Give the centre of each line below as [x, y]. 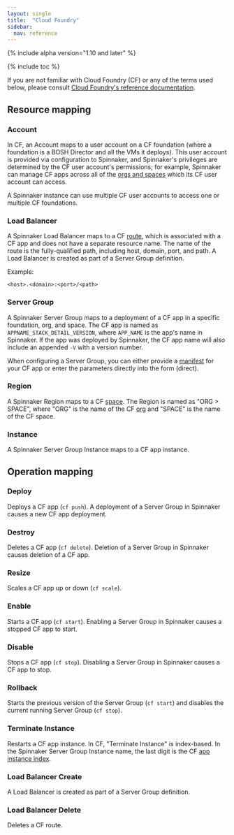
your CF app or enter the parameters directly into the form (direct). [103, 368]
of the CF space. [31, 416]
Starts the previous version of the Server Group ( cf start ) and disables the [116, 703]
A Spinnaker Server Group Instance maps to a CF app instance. [98, 450]
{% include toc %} [34, 66]
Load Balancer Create [45, 776]
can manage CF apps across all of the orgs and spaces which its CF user [112, 174]
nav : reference [36, 33]
